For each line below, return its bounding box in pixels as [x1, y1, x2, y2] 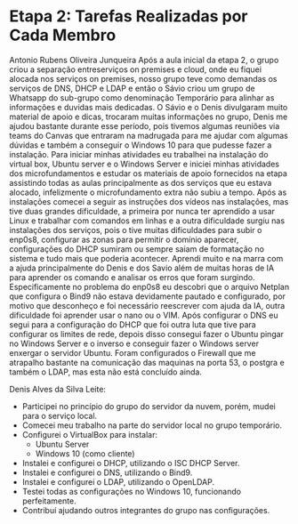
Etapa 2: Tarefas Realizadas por [9, 6, 248, 27]
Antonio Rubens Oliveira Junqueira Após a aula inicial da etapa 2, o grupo [9, 54, 279, 65]
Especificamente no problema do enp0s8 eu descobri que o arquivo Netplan [9, 281, 290, 292]
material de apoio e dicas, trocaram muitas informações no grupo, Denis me [9, 111, 288, 122]
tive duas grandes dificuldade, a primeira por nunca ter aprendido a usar [9, 206, 276, 216]
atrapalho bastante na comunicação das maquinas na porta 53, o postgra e [9, 357, 285, 367]
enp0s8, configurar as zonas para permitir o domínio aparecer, [9, 234, 239, 245]
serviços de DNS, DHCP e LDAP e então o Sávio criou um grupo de [9, 83, 255, 93]
